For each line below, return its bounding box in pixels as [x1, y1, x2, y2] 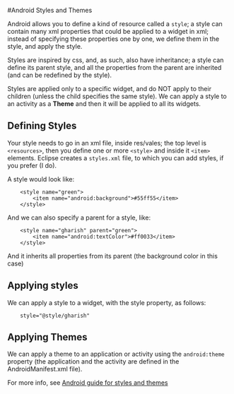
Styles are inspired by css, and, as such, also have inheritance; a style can [7, 56, 224, 64]
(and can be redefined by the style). [7, 71, 112, 79]
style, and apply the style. [7, 42, 83, 50]
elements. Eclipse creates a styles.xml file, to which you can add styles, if [7, 153, 224, 162]
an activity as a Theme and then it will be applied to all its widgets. [7, 100, 201, 108]
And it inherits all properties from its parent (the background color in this [7, 251, 218, 260]
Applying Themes [7, 331, 88, 343]
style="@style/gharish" [20, 312, 90, 319]
